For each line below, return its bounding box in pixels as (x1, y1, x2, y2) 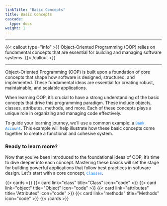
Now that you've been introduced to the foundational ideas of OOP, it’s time (5, 154, 160, 160)
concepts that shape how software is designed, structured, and (5, 74, 135, 80)
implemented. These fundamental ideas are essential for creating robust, (5, 80, 154, 86)
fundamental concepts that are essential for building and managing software (5, 49, 162, 55)
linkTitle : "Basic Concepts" (5, 7, 66, 12)
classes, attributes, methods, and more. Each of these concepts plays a (5, 105, 152, 111)
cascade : (5, 16, 23, 21)
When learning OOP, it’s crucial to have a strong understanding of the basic (5, 95, 160, 101)
